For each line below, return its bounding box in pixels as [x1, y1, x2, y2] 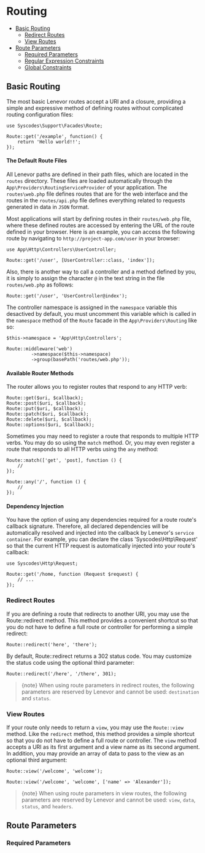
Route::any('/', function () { [6, 479, 87, 485]
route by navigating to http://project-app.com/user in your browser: [6, 234, 180, 242]
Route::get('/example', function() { [6, 133, 103, 139]
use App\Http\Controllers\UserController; [6, 247, 117, 253]
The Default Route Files [6, 157, 68, 164]
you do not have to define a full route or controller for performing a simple [6, 623, 193, 630]
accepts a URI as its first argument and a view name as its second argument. [6, 743, 201, 751]
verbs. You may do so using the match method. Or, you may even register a [6, 439, 195, 446]
